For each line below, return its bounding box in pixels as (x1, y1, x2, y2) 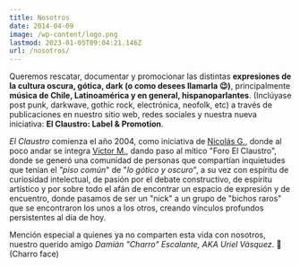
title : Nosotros (9, 13, 70, 22)
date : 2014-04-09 (9, 22, 74, 30)
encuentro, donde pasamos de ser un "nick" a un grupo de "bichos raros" (9, 194, 282, 204)
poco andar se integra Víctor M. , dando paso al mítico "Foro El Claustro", (9, 145, 278, 157)
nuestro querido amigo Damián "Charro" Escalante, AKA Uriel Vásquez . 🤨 (9, 239, 282, 250)
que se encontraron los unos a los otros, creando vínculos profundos (9, 202, 264, 213)
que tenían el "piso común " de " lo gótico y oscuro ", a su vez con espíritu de (9, 165, 289, 176)
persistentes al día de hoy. (9, 212, 107, 223)
